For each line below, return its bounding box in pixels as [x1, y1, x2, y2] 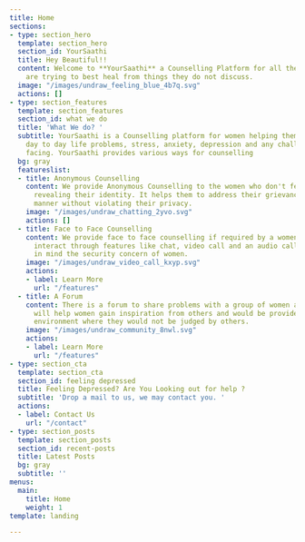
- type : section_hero [9, 30, 92, 39]
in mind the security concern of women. [33, 250, 189, 259]
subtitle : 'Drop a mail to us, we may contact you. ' [17, 393, 225, 402]
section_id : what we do [17, 114, 107, 123]
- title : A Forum [17, 291, 84, 301]
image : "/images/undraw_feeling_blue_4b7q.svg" [17, 81, 202, 90]
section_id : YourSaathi [17, 47, 107, 56]
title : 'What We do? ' [17, 123, 103, 133]
